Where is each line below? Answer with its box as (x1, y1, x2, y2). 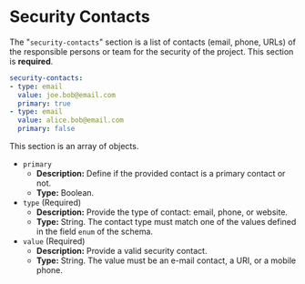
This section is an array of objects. (9, 141, 139, 152)
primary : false (17, 125, 76, 134)
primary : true (17, 98, 71, 108)
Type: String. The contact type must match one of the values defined (36, 217, 297, 228)
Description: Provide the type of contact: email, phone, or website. (36, 207, 289, 218)
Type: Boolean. (36, 188, 95, 198)
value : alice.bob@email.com (17, 116, 125, 125)
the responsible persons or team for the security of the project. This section (9, 46, 294, 56)
